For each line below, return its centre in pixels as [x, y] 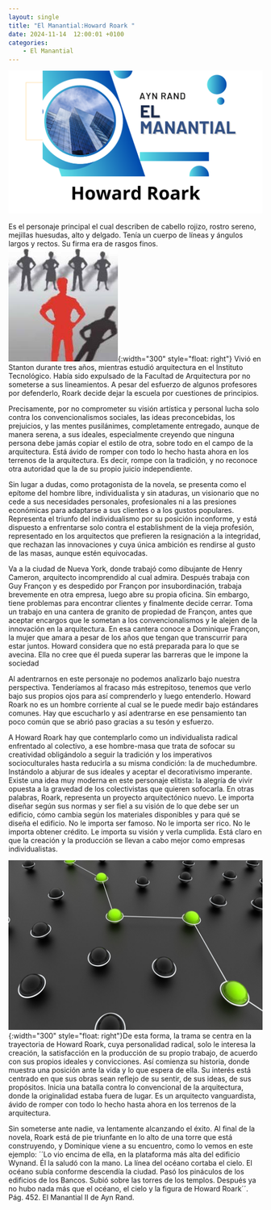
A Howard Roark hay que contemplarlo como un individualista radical [123, 737]
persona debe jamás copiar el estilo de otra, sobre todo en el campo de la [131, 443]
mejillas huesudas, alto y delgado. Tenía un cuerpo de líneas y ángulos [126, 235]
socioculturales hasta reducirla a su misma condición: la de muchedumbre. [133, 763]
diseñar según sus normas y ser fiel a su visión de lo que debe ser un [124, 806]
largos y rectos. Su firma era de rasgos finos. [83, 244]
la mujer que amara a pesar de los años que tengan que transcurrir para [128, 637]
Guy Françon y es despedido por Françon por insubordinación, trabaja [125, 586]
